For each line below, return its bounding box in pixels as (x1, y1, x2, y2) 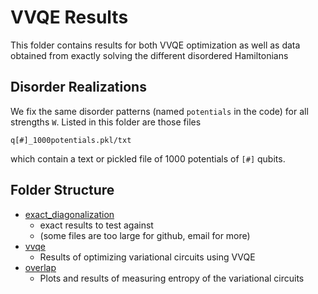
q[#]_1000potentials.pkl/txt (10, 135, 132, 145)
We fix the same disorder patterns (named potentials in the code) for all (10, 105, 309, 117)
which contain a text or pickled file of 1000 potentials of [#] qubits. (10, 152, 286, 165)
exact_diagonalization (24, 208, 115, 220)
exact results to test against (39, 219, 154, 231)
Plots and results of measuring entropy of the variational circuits (39, 272, 305, 284)
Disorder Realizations (10, 79, 147, 96)
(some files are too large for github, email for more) (39, 229, 251, 241)
